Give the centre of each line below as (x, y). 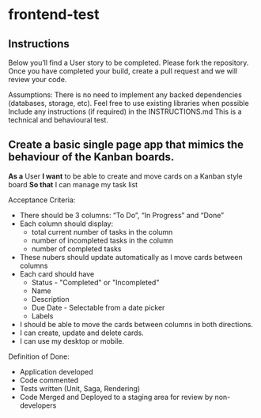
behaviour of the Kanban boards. (91, 157)
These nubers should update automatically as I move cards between (131, 257)
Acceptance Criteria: (42, 200)
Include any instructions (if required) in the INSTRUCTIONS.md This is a (125, 111)
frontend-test (54, 15)
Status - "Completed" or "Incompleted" (95, 282)
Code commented (49, 380)
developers (38, 405)
